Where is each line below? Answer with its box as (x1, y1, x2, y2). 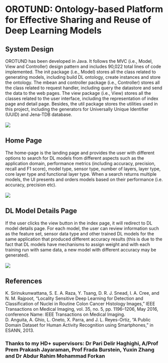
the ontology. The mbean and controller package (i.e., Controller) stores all (5, 79, 160, 85)
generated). (5, 252, 30, 258)
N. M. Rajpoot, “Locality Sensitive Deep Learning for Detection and (5, 295, 143, 302)
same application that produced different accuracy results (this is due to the (5, 236, 162, 242)
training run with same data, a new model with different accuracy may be (5, 247, 157, 253)
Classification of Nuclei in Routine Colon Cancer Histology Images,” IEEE (5, 301, 155, 307)
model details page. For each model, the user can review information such (5, 225, 159, 231)
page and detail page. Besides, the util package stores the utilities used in (5, 101, 158, 106)
